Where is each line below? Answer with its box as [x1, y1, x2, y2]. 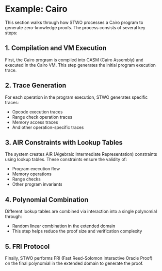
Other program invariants [12, 181, 63, 187]
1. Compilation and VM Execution [5, 44, 107, 52]
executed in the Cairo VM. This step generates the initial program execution [5, 62, 156, 68]
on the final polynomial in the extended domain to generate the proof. [5, 260, 144, 266]
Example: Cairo [5, 3, 68, 15]
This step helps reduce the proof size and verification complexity [12, 228, 142, 234]
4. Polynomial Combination [5, 196, 89, 204]
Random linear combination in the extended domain [12, 223, 115, 229]
